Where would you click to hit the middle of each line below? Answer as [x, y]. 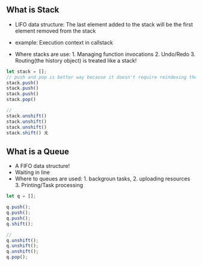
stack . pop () [21, 100]
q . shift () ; [20, 224]
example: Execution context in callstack [64, 42]
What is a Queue [38, 151]
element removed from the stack [55, 31]
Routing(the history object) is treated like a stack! [76, 60]
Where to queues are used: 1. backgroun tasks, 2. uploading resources [103, 179]
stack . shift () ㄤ [28, 133]
